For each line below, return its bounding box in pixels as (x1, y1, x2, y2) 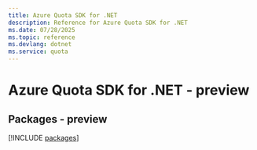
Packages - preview (8, 112, 108, 126)
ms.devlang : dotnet (8, 41, 72, 48)
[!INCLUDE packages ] (8, 134, 79, 142)
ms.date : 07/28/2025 (8, 26, 76, 34)
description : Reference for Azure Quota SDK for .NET (8, 19, 189, 27)
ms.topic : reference (8, 33, 76, 41)
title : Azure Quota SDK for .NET (8, 11, 118, 20)
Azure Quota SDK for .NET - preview (8, 81, 250, 99)
